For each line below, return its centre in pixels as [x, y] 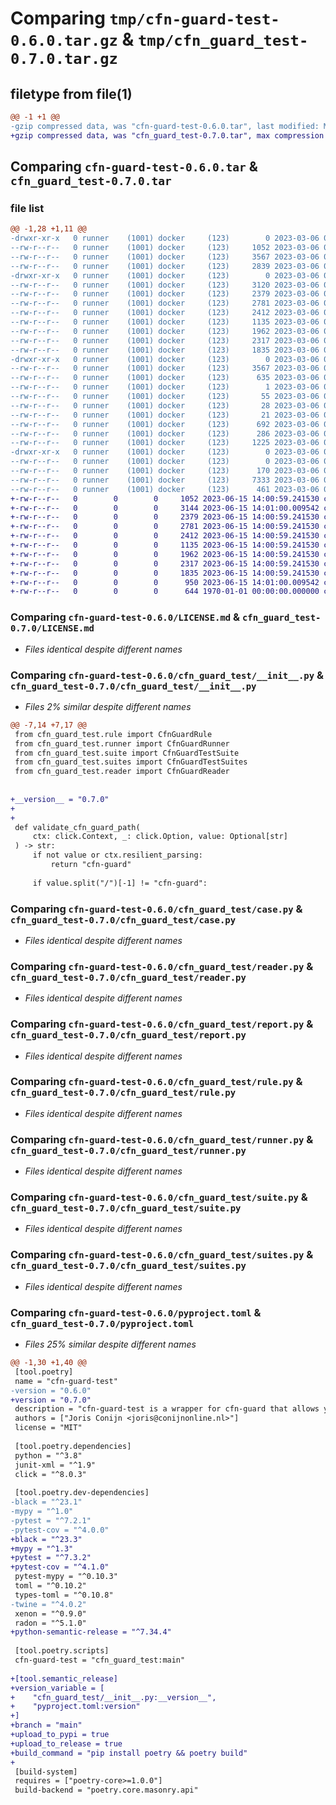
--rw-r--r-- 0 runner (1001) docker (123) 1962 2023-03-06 [165, 331]
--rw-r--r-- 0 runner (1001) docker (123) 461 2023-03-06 [165, 489]
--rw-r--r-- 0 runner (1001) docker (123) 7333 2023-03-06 [165, 480]
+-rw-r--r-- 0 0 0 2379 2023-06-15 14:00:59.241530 [165, 517]
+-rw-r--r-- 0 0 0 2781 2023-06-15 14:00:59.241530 [165, 527]
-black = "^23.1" [46, 1502]
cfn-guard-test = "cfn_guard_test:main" [100, 1660]
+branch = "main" [46, 1725]
